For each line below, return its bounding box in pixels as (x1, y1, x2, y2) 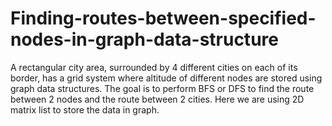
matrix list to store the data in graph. (10, 103, 160, 116)
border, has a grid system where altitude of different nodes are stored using (10, 72, 323, 84)
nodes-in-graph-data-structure (10, 28, 279, 51)
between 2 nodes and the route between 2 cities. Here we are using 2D (10, 93, 305, 105)
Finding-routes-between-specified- (10, 7, 317, 30)
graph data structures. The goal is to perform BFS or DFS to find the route (10, 82, 315, 94)
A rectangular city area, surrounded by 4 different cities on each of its (10, 61, 298, 73)
